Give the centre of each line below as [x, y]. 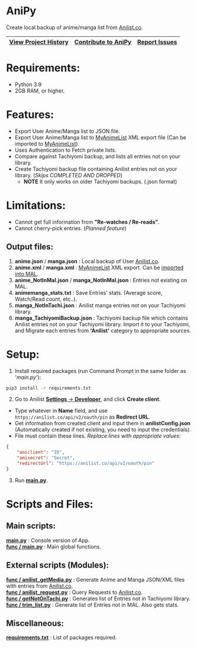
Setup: [23, 354]
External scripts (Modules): [58, 565]
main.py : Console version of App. [48, 540]
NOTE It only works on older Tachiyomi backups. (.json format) [100, 181]
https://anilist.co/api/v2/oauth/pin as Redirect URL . [83, 417]
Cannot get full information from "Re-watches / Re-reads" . [87, 222]
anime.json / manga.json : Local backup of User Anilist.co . [87, 261]
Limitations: [36, 205]
